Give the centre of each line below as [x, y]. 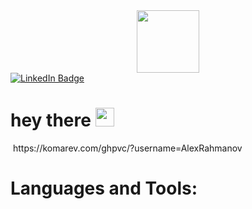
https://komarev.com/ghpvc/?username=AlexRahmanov [127, 148]
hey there [51, 120]
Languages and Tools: [104, 188]
